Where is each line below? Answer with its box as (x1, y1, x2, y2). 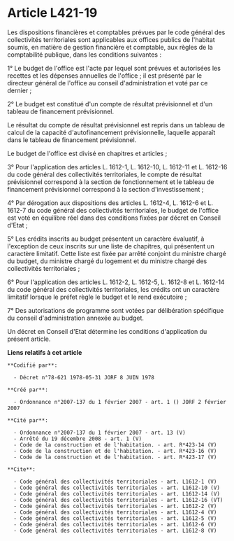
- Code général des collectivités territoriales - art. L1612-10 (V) (13, 484, 220, 491)
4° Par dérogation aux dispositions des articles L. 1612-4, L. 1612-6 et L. (7, 198, 213, 207)
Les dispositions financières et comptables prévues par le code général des (7, 28, 226, 36)
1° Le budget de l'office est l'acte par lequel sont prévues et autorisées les (7, 64, 221, 72)
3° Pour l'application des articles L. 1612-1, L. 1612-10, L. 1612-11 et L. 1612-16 (7, 162, 228, 171)
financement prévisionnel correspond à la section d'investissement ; (7, 185, 204, 193)
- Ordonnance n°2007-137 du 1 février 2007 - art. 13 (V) (13, 429, 187, 436)
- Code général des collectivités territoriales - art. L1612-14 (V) (13, 490, 220, 498)
